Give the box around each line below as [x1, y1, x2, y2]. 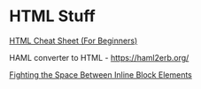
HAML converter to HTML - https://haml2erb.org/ [9, 52, 189, 63]
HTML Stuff [9, 6, 96, 26]
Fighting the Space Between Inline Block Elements [9, 69, 192, 80]
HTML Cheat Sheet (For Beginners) [9, 35, 138, 46]
